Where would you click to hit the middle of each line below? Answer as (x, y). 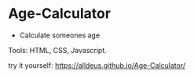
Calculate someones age (60, 35)
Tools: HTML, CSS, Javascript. (58, 50)
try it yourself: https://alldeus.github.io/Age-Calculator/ (97, 65)
